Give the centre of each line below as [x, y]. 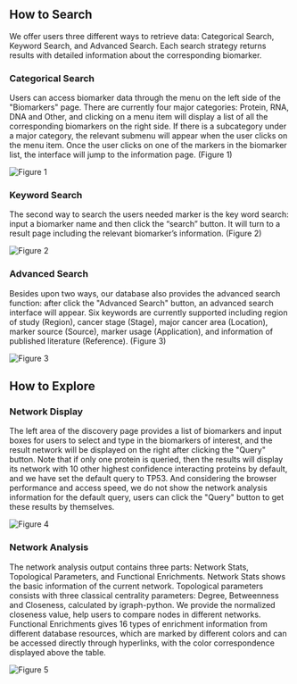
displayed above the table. [58, 652]
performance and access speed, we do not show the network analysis [138, 488]
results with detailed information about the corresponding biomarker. [136, 55]
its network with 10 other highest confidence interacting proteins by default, [148, 469]
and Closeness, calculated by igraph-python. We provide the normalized [142, 605]
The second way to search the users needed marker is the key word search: [149, 214]
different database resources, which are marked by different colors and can [148, 633]
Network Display [46, 412]
